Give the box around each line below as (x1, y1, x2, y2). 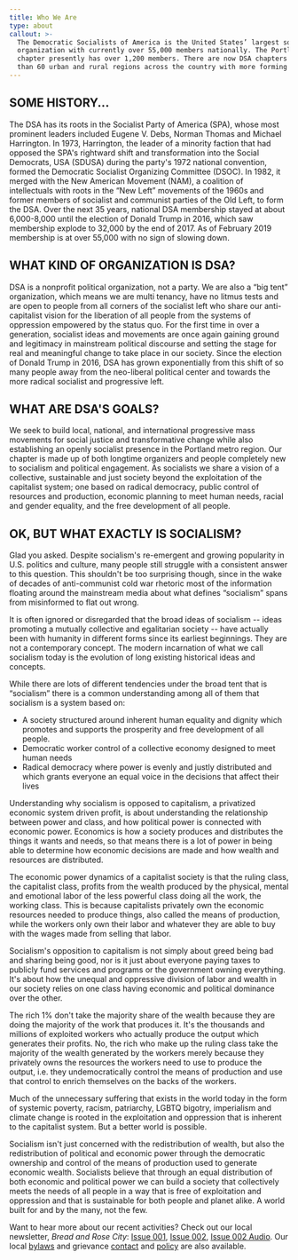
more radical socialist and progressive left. (9, 376, 165, 386)
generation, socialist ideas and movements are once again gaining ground (9, 329, 279, 339)
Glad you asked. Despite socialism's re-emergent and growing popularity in (9, 550, 285, 560)
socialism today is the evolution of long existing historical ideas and (9, 652, 255, 662)
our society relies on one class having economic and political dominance (9, 983, 275, 995)
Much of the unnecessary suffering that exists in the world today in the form (9, 1093, 287, 1104)
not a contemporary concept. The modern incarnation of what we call (9, 643, 263, 654)
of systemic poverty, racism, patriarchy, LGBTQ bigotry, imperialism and (9, 1103, 272, 1113)
